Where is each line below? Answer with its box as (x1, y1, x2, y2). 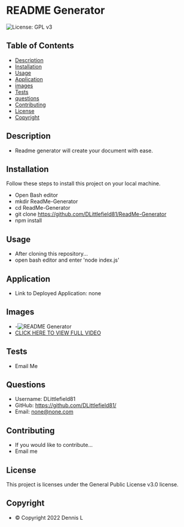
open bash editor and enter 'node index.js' (14, 256, 119, 263)
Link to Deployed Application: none (14, 290, 102, 296)
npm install (14, 217, 42, 224)
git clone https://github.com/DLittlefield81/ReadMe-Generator (14, 210, 167, 218)
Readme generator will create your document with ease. (14, 147, 154, 154)
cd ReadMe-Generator (14, 204, 70, 212)
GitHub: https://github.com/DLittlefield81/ (14, 402, 116, 409)
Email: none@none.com (14, 408, 73, 415)
